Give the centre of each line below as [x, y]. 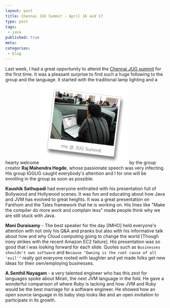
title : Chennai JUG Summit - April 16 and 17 [54, 16]
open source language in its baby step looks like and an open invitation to [82, 294]
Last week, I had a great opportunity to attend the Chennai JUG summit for [83, 69]
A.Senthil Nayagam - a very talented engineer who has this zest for [76, 273]
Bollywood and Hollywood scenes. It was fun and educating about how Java [85, 194]
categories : [18, 48]
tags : [11, 27]
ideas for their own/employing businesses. [50, 263]
